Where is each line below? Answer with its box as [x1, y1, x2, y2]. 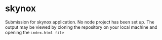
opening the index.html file [5, 29, 64, 35]
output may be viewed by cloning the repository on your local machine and [5, 24, 158, 30]
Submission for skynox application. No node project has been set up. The [5, 19, 155, 25]
